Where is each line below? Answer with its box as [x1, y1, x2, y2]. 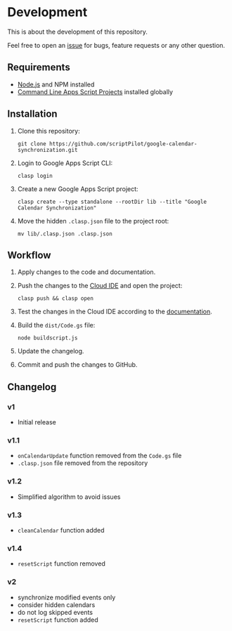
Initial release [17, 418, 56, 427]
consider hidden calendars [17, 600, 96, 609]
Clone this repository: [17, 126, 80, 135]
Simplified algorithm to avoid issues [17, 493, 121, 501]
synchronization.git [17, 146, 78, 153]
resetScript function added [17, 616, 98, 624]
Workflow [7, 249, 51, 261]
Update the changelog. [17, 347, 84, 356]
